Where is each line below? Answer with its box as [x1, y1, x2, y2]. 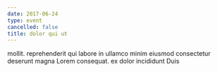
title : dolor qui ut [7, 30, 68, 37]
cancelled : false [7, 23, 59, 30]
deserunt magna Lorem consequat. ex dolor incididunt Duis [7, 57, 180, 66]
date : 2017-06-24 [7, 10, 59, 18]
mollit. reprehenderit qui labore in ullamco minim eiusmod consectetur [7, 49, 211, 58]
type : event [7, 17, 42, 24]
